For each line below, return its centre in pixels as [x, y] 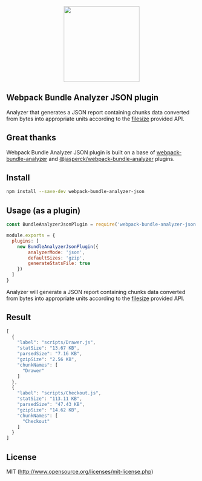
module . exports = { [31, 235]
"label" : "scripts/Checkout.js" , [59, 393]
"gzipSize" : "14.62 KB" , [48, 410]
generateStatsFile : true [59, 263]
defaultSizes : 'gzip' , [57, 258]
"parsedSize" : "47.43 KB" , [51, 405]
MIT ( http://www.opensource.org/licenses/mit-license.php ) [80, 472]
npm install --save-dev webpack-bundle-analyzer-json [76, 192]
